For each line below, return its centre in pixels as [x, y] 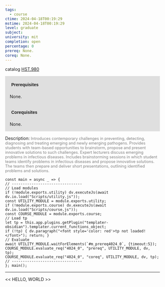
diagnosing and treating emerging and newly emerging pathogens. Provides [75, 143]
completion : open [23, 42]
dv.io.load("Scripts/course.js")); [41, 210]
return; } [39, 236]
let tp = [14, 223]
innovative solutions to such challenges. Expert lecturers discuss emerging [74, 153]
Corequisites [25, 113]
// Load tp [16, 218]
